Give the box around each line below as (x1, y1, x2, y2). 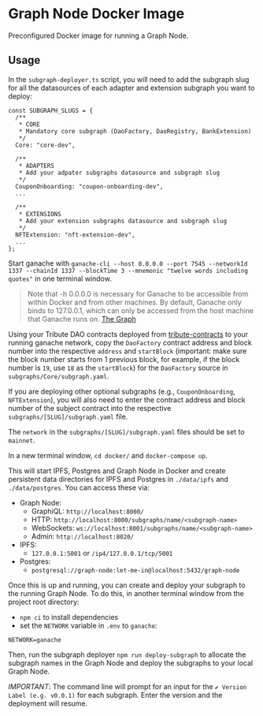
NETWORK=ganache (8, 636, 61, 643)
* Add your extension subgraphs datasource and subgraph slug (18, 217, 227, 225)
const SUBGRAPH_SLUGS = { (8, 106, 93, 114)
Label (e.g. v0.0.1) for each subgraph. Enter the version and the (8, 690, 223, 699)
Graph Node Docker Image (8, 5, 185, 23)
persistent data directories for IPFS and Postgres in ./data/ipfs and (8, 474, 228, 483)
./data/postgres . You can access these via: (8, 483, 150, 492)
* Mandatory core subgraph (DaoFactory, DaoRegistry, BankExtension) (18, 127, 252, 135)
